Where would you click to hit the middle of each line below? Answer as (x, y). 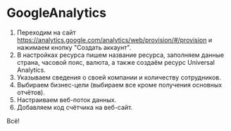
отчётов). (31, 92)
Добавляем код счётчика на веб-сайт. (75, 107)
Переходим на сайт (46, 32)
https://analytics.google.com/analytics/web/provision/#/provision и (114, 39)
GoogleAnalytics (57, 13)
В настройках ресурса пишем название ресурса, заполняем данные (120, 55)
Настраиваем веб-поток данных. (67, 99)
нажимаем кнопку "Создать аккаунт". (74, 47)
